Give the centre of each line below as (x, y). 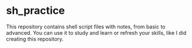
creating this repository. (35, 39)
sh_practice (36, 11)
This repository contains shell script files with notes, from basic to (86, 27)
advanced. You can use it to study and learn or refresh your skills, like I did (96, 32)
